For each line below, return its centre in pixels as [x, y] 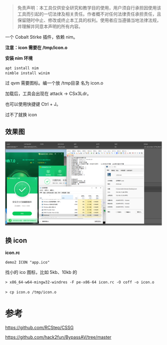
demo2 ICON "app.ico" [28, 262]
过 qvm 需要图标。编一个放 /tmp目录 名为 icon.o [54, 83]
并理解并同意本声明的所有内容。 [50, 26]
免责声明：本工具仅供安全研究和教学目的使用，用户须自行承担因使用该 [89, 8]
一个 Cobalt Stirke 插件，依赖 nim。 [42, 37]
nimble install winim [28, 73]
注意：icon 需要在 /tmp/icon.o [37, 47]
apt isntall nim [22, 68]
